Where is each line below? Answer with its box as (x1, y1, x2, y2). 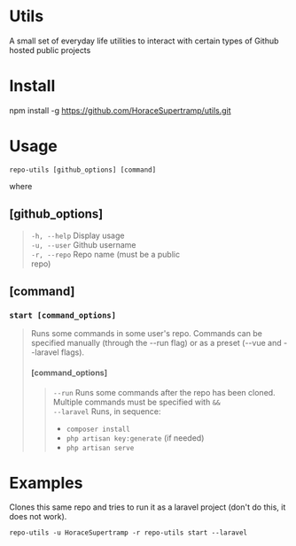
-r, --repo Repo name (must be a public (30, 249, 180, 259)
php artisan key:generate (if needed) (66, 432, 205, 443)
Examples (9, 473, 83, 493)
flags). (60, 347, 85, 358)
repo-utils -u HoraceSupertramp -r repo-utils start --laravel (9, 528, 248, 537)
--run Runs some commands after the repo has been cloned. (52, 387, 277, 397)
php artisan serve (66, 443, 135, 452)
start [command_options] (9, 310, 117, 320)
